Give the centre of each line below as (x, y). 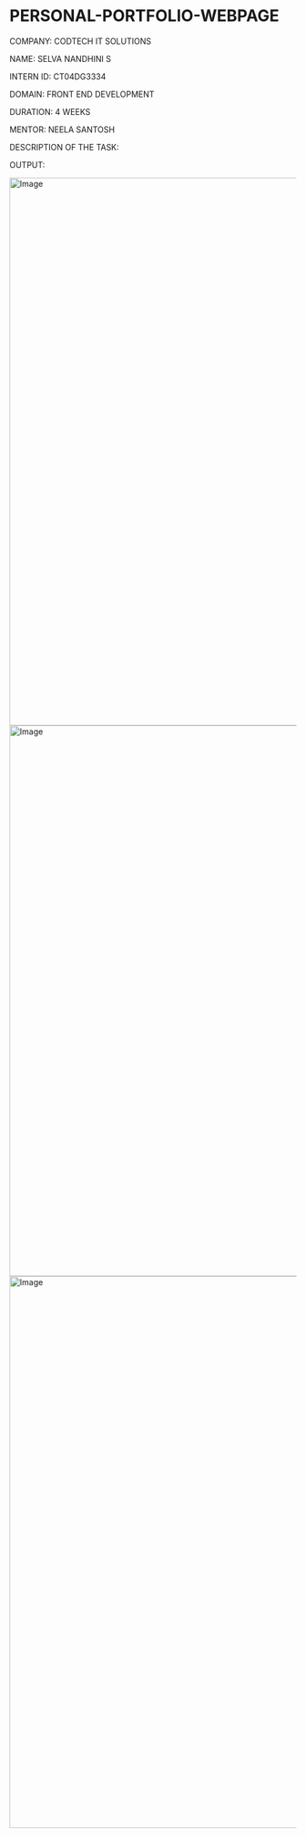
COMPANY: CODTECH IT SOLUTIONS (81, 41)
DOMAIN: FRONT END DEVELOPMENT (82, 94)
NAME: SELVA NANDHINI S (61, 58)
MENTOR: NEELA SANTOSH (62, 130)
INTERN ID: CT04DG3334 (58, 76)
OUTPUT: (27, 164)
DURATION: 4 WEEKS (50, 111)
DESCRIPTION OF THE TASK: (65, 147)
